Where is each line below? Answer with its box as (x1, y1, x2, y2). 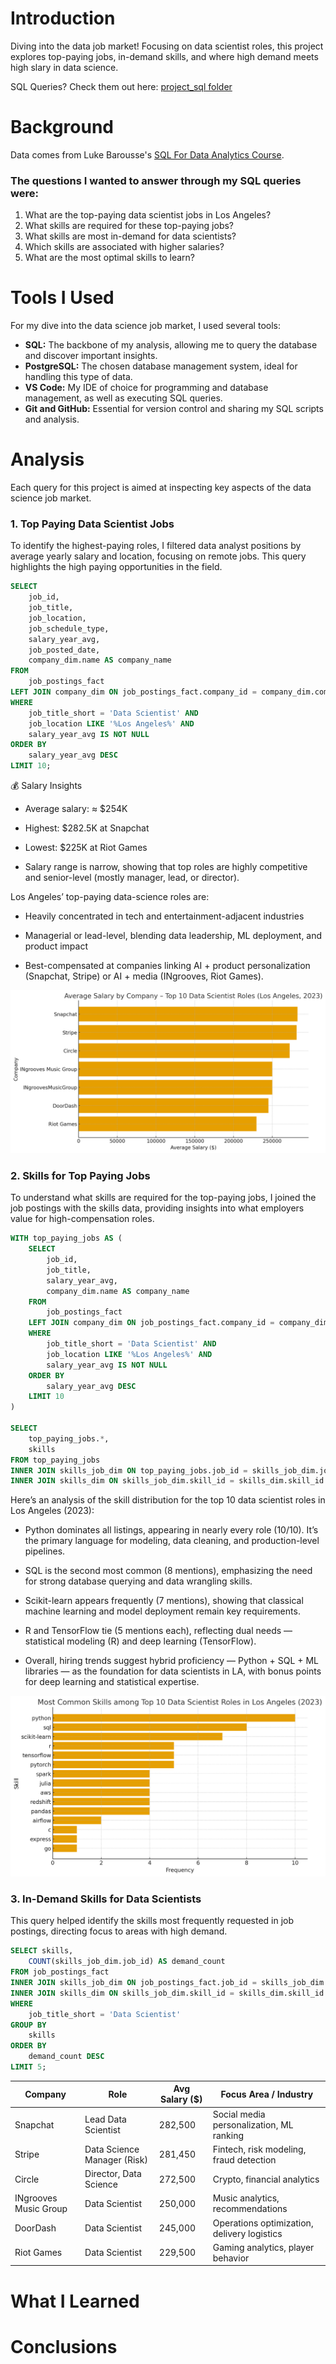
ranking (212, 2129, 245, 2141)
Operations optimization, (212, 2217, 314, 2229)
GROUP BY (10, 2020, 47, 2030)
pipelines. (24, 1545, 66, 1557)
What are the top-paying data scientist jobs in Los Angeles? (24, 209, 272, 221)
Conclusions (10, 2335, 118, 2358)
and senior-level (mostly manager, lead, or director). (24, 872, 240, 884)
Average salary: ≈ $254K (24, 803, 128, 815)
